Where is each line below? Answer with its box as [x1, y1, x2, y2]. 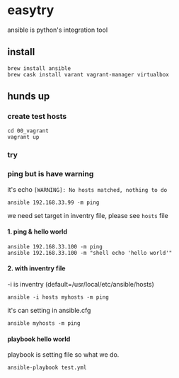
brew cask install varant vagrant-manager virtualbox [7, 71, 170, 78]
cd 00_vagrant [7, 127, 50, 134]
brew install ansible [7, 64, 71, 72]
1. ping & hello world [7, 227, 68, 236]
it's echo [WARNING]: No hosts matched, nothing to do [7, 185, 168, 193]
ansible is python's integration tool [7, 25, 108, 34]
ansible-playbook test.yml [7, 364, 87, 372]
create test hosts [7, 112, 67, 122]
